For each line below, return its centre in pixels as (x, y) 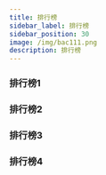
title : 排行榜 (33, 17)
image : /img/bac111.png (53, 42)
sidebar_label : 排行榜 (49, 26)
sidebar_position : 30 (49, 34)
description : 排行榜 (45, 51)
